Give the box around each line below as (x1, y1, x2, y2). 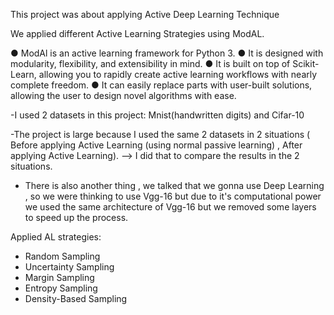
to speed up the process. (24, 212, 129, 223)
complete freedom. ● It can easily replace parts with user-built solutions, (10, 79, 313, 91)
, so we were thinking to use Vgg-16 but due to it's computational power (24, 190, 322, 202)
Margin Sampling (24, 272, 95, 283)
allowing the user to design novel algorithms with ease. (10, 90, 237, 101)
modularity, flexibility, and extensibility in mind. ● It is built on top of (10, 58, 291, 69)
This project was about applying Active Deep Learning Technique (10, 9, 280, 20)
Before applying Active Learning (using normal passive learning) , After (10, 139, 303, 151)
